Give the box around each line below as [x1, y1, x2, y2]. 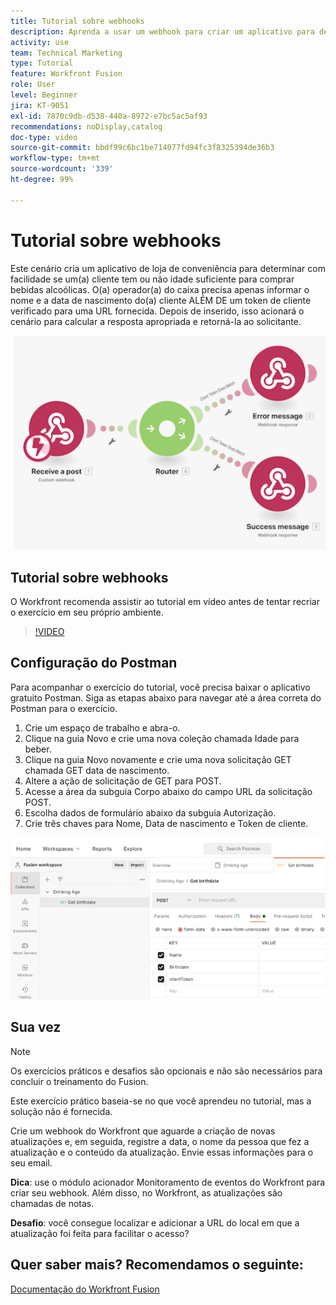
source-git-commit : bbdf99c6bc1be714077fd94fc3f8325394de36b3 [10, 143, 275, 153]
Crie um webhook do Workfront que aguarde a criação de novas [10, 1125, 276, 1137]
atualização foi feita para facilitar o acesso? [10, 1227, 190, 1239]
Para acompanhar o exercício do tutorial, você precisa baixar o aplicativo [10, 681, 311, 693]
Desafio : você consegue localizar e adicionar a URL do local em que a [10, 1216, 300, 1229]
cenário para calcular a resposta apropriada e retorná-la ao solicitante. [10, 315, 302, 327]
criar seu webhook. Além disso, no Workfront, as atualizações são [10, 1186, 283, 1199]
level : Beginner [10, 90, 78, 100]
